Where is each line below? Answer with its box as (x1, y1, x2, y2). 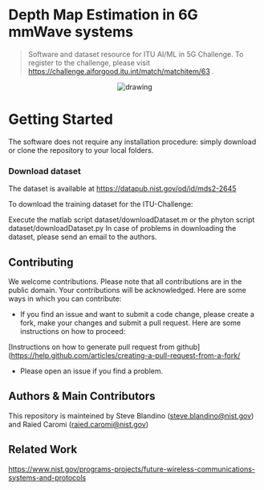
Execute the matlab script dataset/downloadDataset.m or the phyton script (8, 215, 255, 224)
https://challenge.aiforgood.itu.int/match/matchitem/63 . (27, 66, 214, 76)
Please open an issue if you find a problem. (19, 366, 164, 376)
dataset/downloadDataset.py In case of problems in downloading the (8, 224, 237, 233)
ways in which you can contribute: (8, 294, 122, 303)
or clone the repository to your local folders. (8, 145, 154, 154)
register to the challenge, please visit (27, 58, 151, 68)
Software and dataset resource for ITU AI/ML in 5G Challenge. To (27, 49, 244, 59)
